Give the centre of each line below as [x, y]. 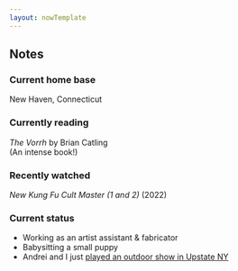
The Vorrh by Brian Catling [59, 142]
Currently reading [49, 122]
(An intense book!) [44, 152]
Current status [42, 218]
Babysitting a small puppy [70, 248]
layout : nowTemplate [48, 18]
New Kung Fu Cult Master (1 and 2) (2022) [88, 194]
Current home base [53, 79]
